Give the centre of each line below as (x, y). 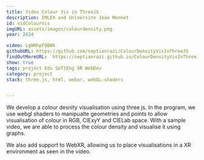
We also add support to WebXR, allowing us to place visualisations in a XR (99, 145)
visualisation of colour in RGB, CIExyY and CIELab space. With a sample (96, 120)
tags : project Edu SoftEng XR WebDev (54, 68)
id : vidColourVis (28, 23)
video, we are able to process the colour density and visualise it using (93, 127)
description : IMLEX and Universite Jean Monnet (68, 18)
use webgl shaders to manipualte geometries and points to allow (87, 114)
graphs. (16, 133)
